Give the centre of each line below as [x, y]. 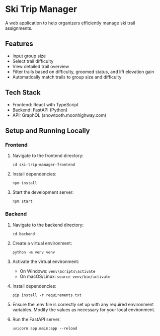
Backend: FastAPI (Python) [40, 110]
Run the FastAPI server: [37, 319]
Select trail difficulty [33, 61]
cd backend [24, 234]
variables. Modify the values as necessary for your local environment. [84, 310]
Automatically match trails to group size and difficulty [67, 77]
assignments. [19, 28]
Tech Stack [23, 93]
